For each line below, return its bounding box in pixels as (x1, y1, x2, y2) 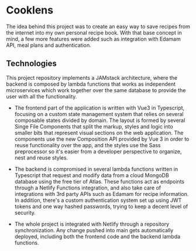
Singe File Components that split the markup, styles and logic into (14, 123, 174, 130)
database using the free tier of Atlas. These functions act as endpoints (14, 178, 185, 185)
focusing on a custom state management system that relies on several (14, 110, 184, 117)
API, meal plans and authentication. (6, 42, 92, 49)
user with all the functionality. (6, 93, 77, 100)
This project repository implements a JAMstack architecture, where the (6, 74, 178, 81)
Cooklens (6, 4, 54, 17)
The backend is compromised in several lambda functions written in (14, 165, 178, 172)
